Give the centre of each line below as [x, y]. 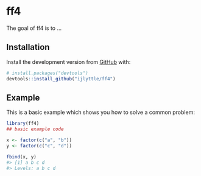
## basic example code [35, 129]
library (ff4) [23, 124]
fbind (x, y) [21, 157]
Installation [28, 47]
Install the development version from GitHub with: [69, 62]
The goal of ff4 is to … [34, 28]
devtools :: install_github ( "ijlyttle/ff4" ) [61, 79]
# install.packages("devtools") [47, 73]
